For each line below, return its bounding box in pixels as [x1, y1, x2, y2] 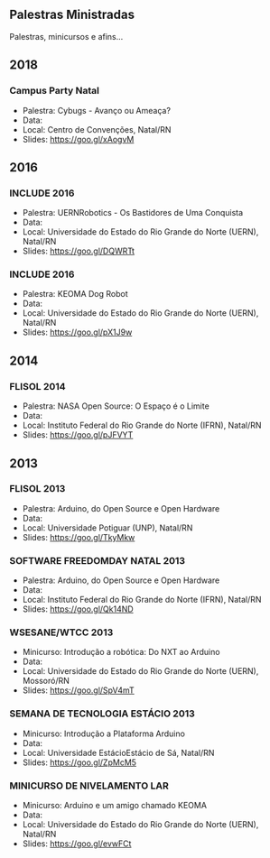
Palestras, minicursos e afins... [9, 31, 124, 42]
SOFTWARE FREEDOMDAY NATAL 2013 [9, 554, 186, 567]
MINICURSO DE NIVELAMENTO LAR [9, 780, 169, 792]
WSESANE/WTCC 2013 [9, 626, 114, 639]
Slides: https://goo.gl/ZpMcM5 [22, 757, 137, 768]
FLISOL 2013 [9, 483, 66, 495]
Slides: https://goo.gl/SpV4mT [22, 685, 135, 696]
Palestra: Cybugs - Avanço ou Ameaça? [22, 105, 172, 115]
